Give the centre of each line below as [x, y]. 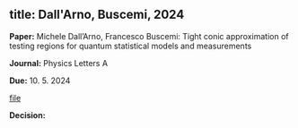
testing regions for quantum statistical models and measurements [131, 46]
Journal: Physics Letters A [59, 63]
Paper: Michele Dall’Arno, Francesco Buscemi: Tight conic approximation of [149, 36]
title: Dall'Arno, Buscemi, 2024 [97, 15]
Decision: [28, 115]
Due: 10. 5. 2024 [40, 81]
